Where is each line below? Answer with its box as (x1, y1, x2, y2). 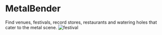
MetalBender (5, 3, 61, 14)
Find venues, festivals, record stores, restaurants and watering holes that (5, 19, 157, 25)
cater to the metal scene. (5, 24, 57, 30)
